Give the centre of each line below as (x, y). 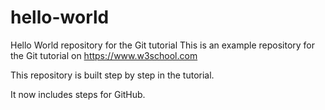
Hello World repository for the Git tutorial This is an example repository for (163, 45)
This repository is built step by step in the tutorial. (112, 75)
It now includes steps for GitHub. (78, 94)
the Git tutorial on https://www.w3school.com (104, 55)
